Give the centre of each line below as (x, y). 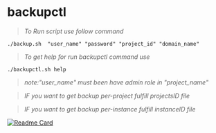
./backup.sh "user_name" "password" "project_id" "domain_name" (103, 44)
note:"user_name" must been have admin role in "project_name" (116, 82)
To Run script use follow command (74, 31)
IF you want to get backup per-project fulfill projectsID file (107, 96)
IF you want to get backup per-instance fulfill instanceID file (110, 109)
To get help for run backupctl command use (87, 57)
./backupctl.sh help (37, 69)
